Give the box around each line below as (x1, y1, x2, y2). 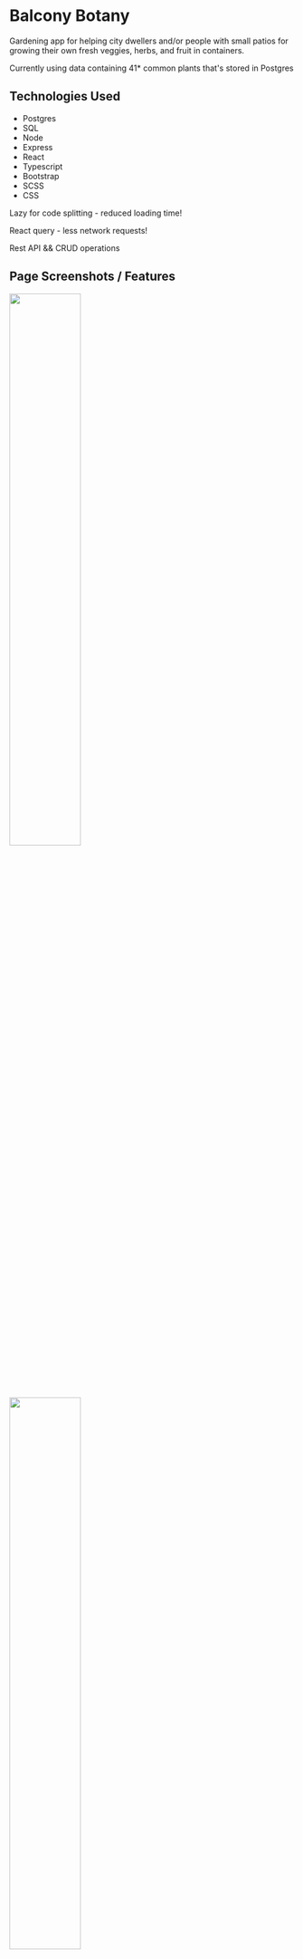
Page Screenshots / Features (9, 269, 176, 284)
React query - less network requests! (9, 225, 147, 235)
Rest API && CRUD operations (9, 242, 120, 254)
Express (22, 141, 53, 152)
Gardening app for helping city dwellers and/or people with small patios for (9, 35, 289, 46)
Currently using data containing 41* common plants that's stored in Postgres (9, 62, 294, 73)
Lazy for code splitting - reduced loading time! (9, 207, 183, 218)
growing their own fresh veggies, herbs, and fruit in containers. (9, 44, 245, 55)
